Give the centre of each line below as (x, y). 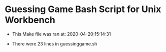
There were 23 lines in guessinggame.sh (55, 43)
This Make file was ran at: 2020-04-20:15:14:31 (61, 34)
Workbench (30, 20)
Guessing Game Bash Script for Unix (83, 9)
